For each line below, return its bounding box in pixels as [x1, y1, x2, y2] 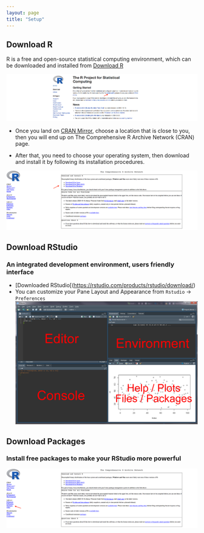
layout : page [6, 10, 39, 16]
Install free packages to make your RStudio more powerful [6, 454, 182, 463]
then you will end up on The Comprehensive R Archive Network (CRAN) [15, 134, 195, 141]
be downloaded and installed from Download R [6, 62, 123, 69]
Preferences [15, 296, 46, 302]
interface [6, 268, 35, 276]
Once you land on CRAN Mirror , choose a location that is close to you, [15, 127, 190, 135]
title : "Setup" [6, 16, 45, 22]
